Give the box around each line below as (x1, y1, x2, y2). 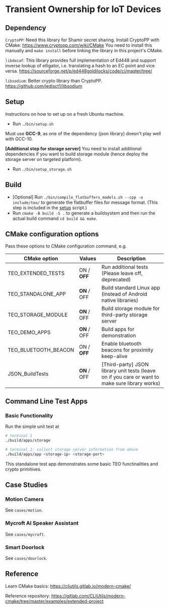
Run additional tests (101, 264, 148, 271)
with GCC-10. (5, 136, 33, 142)
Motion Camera (5, 495, 44, 502)
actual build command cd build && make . (12, 215, 98, 221)
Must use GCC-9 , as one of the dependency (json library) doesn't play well (5, 130, 161, 136)
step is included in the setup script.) (12, 205, 87, 211)
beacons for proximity (101, 346, 153, 354)
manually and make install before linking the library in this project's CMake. (5, 48, 163, 53)
